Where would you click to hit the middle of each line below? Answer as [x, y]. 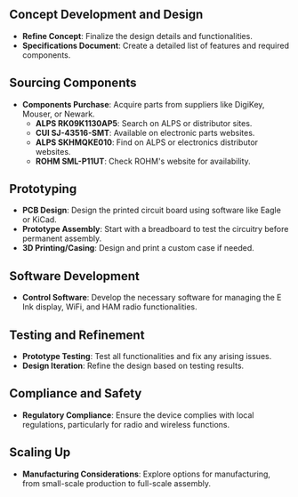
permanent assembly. [62, 238]
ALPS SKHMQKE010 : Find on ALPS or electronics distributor [147, 142]
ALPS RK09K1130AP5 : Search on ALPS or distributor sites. [144, 123]
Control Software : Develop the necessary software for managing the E [152, 298]
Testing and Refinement [77, 335]
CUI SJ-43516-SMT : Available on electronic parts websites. [145, 132]
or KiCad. [40, 220]
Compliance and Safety [76, 393]
